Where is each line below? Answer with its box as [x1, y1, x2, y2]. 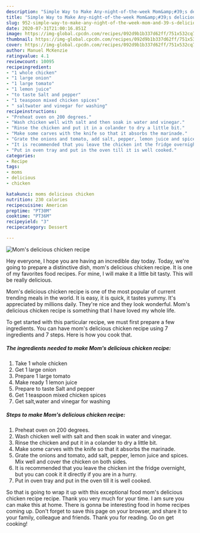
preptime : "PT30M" [6, 208, 52, 214]
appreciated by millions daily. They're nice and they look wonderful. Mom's [6, 300, 190, 307]
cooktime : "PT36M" [6, 213, 52, 219]
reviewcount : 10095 [6, 58, 55, 64]
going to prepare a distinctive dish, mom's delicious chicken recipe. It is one [6, 263, 193, 271]
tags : [6, 164, 20, 170]
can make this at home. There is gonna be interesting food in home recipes [6, 501, 190, 508]
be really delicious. [6, 276, 52, 283]
